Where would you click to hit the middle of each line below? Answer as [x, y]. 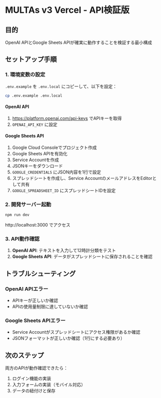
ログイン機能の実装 [32, 378]
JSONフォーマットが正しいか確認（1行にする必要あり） [68, 338]
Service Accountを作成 [35, 160]
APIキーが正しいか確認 [35, 301]
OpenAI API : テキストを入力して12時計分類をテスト [64, 251]
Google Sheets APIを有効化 [40, 153]
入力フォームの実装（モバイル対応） [49, 385]
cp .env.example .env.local [34, 96]
